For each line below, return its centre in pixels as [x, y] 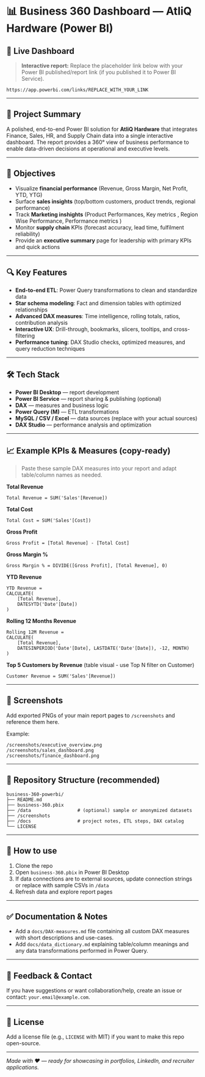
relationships [31, 310]
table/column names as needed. [62, 475]
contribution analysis [41, 323]
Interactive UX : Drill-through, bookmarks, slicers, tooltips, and [94, 329]
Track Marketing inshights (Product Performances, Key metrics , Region [106, 214]
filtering [25, 336]
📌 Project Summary [44, 114]
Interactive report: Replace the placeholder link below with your [102, 65]
